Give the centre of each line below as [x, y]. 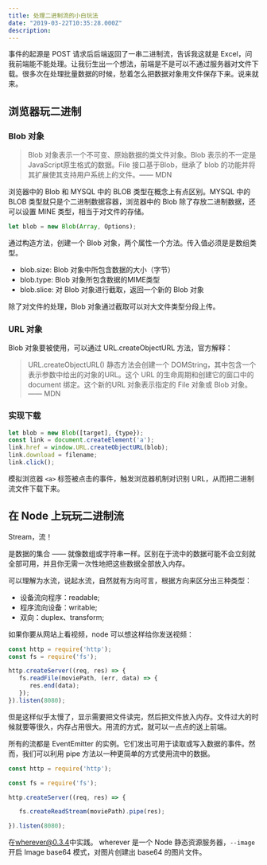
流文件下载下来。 [36, 488]
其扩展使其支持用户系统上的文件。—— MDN [100, 175]
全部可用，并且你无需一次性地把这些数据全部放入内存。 [99, 563]
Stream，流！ [31, 536]
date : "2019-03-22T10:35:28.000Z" [66, 23]
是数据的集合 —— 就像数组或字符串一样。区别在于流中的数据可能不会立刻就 [132, 553]
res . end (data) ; [54, 686]
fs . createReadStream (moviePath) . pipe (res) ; [92, 812]
